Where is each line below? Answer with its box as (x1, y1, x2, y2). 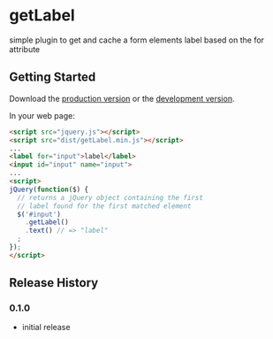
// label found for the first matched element (17, 201, 192, 211)
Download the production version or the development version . (9, 93, 235, 104)
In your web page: (9, 110, 75, 120)
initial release (21, 322, 71, 333)
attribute (9, 43, 41, 54)
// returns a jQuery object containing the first (17, 193, 203, 202)
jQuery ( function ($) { (9, 185, 89, 194)
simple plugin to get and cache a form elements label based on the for (9, 35, 265, 45)
